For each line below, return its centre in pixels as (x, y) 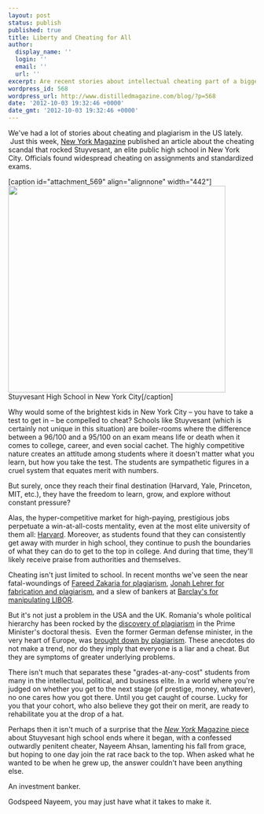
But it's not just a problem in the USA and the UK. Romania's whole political (130, 615)
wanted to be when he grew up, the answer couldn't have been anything (125, 763)
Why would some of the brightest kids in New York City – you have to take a (131, 412)
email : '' (31, 67)
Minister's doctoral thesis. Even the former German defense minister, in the (130, 632)
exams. (20, 166)
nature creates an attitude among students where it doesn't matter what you (131, 454)
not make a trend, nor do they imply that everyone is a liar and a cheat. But (129, 649)
